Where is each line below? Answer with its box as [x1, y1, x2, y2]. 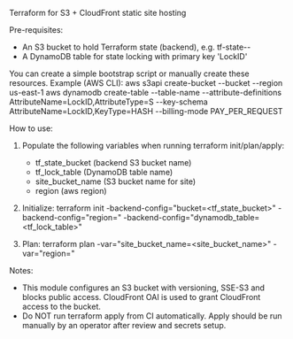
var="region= [21, 248, 72, 258]
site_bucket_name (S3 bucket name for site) [35, 176, 197, 187]
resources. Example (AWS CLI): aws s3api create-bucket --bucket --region [9, 78, 283, 88]
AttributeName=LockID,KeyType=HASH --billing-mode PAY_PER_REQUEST [9, 106, 283, 116]
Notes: [9, 266, 34, 275]
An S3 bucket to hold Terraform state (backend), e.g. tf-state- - [21, 42, 251, 52]
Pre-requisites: [9, 25, 64, 35]
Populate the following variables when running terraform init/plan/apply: [21, 141, 285, 150]
